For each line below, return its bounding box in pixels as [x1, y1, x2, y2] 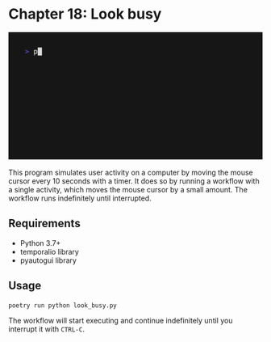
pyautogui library [19, 255, 77, 265]
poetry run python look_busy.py [8, 301, 117, 310]
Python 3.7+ [19, 238, 61, 247]
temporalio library [19, 247, 79, 256]
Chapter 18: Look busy [8, 5, 162, 23]
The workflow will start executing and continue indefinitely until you [8, 316, 233, 326]
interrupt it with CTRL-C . [8, 324, 85, 334]
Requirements [8, 217, 81, 230]
